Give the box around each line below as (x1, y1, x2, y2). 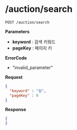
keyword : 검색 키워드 (12, 39, 56, 45)
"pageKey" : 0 (9, 93, 38, 98)
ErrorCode (5, 55, 27, 61)
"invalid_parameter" (12, 65, 53, 70)
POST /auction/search (5, 20, 50, 25)
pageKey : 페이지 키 (12, 45, 52, 51)
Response (5, 107, 26, 113)
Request (5, 74, 23, 80)
